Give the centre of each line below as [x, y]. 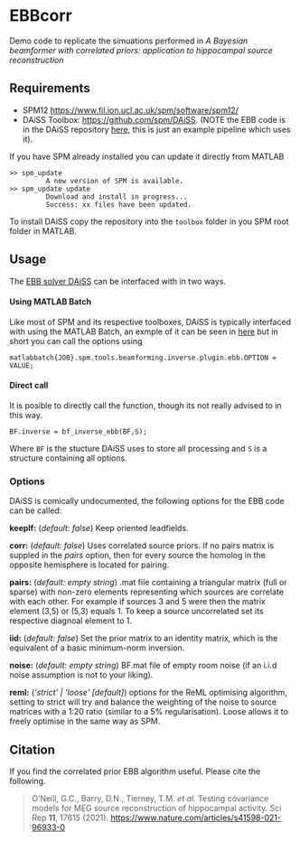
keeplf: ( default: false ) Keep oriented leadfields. [99, 528]
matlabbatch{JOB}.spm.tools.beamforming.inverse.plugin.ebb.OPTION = [143, 358]
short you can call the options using [76, 341]
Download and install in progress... [117, 196]
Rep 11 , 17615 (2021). [70, 818]
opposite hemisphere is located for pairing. [89, 565]
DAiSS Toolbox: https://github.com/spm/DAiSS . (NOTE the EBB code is [154, 119]
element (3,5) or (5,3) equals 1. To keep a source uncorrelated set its [136, 612]
